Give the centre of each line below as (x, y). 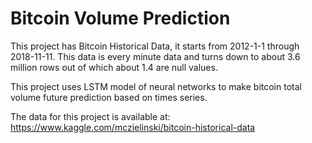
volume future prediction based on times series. (109, 97)
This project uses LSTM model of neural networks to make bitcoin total (156, 86)
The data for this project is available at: (90, 116)
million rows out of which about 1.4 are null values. (114, 67)
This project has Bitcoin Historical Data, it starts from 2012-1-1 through (155, 46)
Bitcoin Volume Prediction (120, 18)
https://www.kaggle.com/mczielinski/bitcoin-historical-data (133, 127)
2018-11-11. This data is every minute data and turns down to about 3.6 (155, 56)
